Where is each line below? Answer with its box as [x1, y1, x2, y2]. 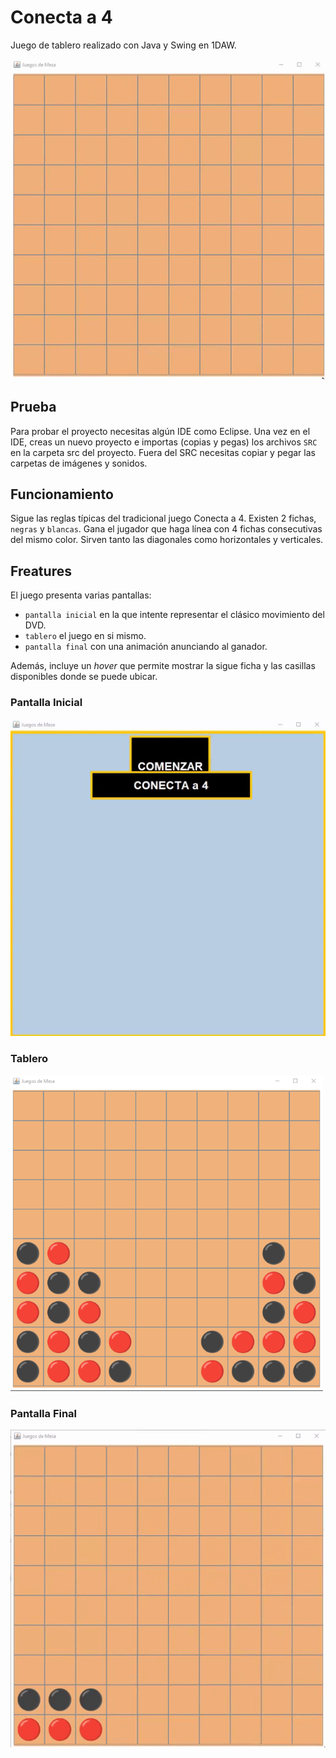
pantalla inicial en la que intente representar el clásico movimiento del [24, 609, 325, 621]
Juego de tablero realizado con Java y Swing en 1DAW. [10, 39, 237, 51]
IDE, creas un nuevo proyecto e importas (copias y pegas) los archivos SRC [10, 436, 318, 448]
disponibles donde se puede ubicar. [10, 671, 158, 683]
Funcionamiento [10, 486, 114, 503]
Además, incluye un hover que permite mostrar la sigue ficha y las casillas [10, 660, 316, 672]
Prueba [10, 399, 57, 416]
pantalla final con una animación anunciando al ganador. [24, 641, 268, 653]
